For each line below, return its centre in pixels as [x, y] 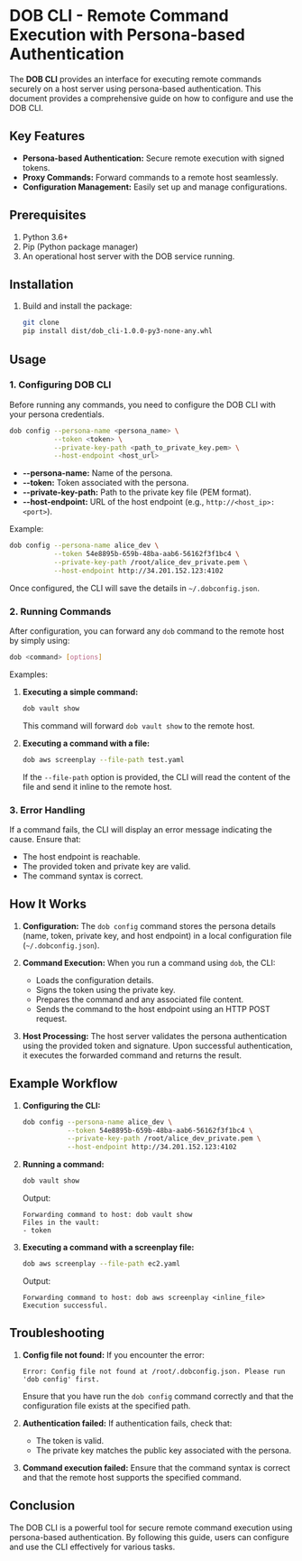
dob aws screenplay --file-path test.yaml [103, 759]
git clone [41, 323]
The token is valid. [70, 1440]
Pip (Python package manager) [80, 246]
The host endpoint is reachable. [82, 857]
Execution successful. [65, 1305]
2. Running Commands [60, 611]
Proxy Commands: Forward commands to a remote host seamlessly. [150, 177]
